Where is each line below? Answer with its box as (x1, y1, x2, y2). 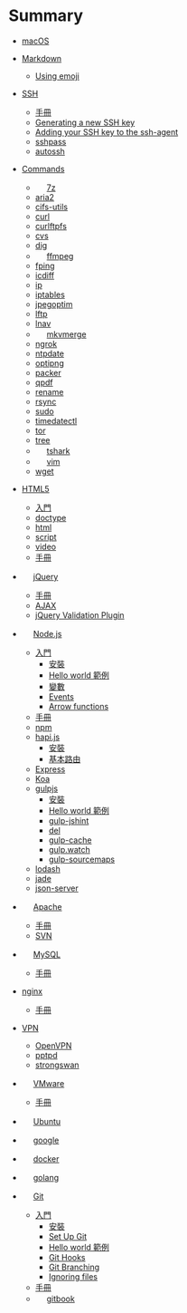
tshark (46, 445, 70, 456)
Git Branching (48, 1261, 100, 1272)
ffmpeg (46, 250, 74, 261)
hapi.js (34, 731, 61, 742)
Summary (8, 5, 83, 26)
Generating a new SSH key (34, 117, 136, 128)
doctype (34, 512, 67, 523)
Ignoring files (48, 1270, 98, 1282)
